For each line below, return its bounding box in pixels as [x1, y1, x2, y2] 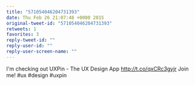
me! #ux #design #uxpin [6, 71, 67, 79]
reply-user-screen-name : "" [6, 49, 78, 55]
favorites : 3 [6, 32, 39, 38]
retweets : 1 [6, 25, 36, 32]
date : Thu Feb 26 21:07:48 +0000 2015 [6, 15, 104, 21]
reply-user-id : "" [6, 43, 53, 49]
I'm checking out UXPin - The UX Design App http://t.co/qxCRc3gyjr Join [6, 65, 189, 72]
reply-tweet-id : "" [6, 37, 56, 43]
